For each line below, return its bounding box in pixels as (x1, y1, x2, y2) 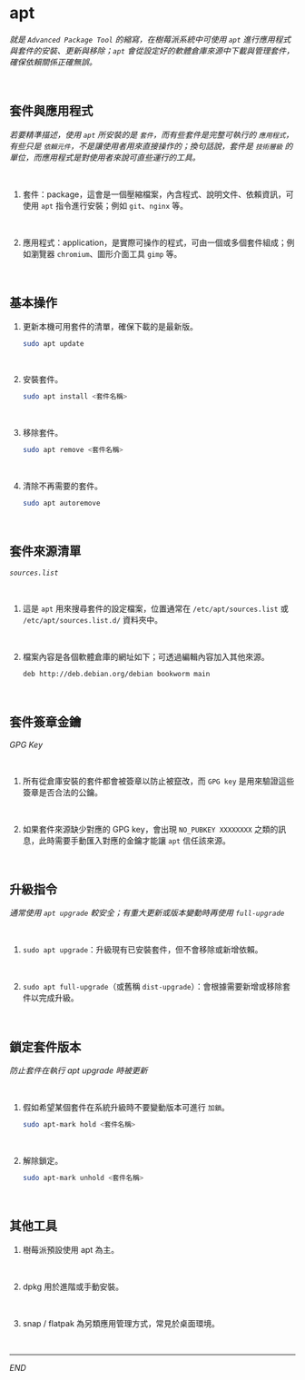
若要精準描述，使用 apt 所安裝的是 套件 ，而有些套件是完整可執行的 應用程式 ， (9, 129, 294, 140)
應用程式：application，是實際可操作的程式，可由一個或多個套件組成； (22, 237, 288, 248)
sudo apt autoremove (22, 498, 101, 508)
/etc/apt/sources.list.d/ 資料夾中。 (22, 614, 163, 625)
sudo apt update (22, 339, 84, 348)
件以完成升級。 (22, 992, 79, 1003)
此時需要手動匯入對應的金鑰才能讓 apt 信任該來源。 (38, 834, 231, 846)
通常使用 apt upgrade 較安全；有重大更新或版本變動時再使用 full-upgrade (9, 907, 285, 919)
